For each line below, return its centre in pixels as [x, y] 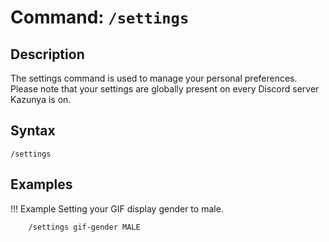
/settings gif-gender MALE [84, 227]
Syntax [33, 131]
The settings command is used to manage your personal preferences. [154, 78]
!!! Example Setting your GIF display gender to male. [117, 208]
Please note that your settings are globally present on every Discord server [165, 89]
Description [47, 54]
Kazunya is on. [41, 99]
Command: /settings [100, 17]
